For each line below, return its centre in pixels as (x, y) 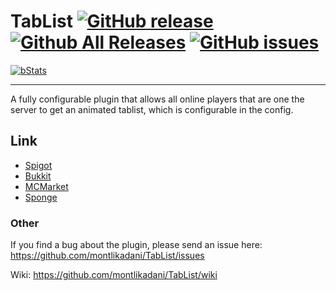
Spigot (38, 165)
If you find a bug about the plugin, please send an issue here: (136, 245)
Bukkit (38, 176)
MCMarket (46, 186)
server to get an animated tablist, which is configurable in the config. (152, 109)
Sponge (41, 197)
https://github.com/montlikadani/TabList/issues (107, 256)
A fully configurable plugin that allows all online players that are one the (157, 99)
